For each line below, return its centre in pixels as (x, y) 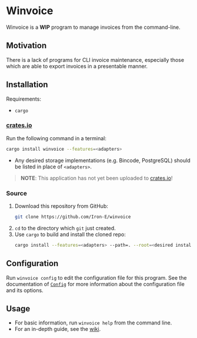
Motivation (26, 46)
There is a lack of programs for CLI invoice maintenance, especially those (95, 59)
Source (17, 193)
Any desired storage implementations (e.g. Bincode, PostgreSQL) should (102, 160)
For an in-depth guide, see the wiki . (58, 329)
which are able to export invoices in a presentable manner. (77, 66)
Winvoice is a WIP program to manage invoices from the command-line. (93, 27)
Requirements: (24, 99)
